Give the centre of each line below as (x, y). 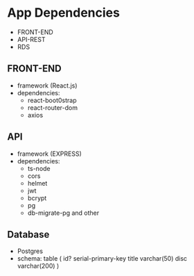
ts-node (39, 168)
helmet (37, 183)
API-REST (31, 39)
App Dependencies (63, 13)
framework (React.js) (47, 86)
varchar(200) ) (38, 266)
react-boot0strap (52, 100)
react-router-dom (53, 107)
